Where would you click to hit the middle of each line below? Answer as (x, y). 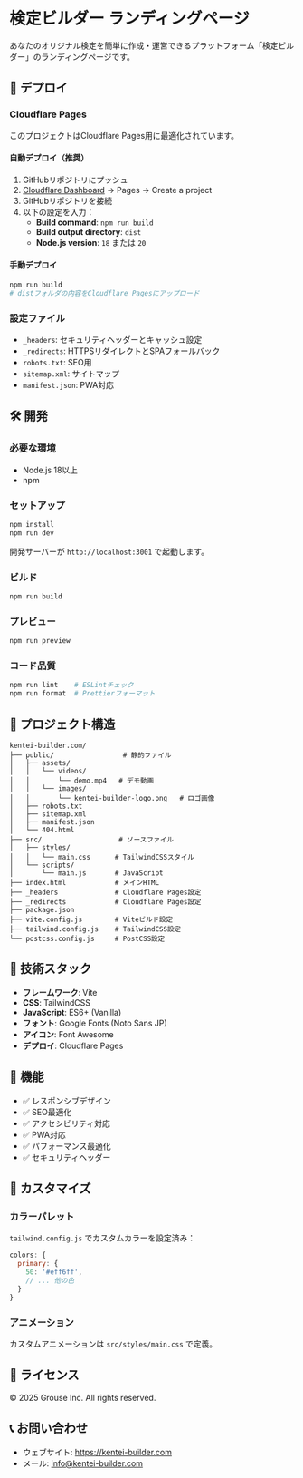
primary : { (38, 1264)
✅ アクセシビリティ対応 (66, 1123)
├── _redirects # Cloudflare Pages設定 (105, 902)
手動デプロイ (33, 265)
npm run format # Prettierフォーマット (82, 694)
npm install (32, 525)
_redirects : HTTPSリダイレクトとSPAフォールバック (121, 351)
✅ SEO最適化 (47, 1112)
